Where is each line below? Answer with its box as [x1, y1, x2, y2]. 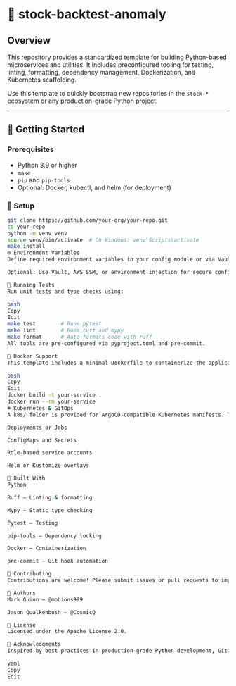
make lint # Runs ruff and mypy [7, 327, 124, 334]
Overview [7, 35, 51, 46]
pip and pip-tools [17, 175, 70, 184]
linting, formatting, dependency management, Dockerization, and [7, 68, 196, 76]
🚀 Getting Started [7, 123, 85, 136]
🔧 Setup [7, 201, 35, 211]
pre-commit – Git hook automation [7, 558, 109, 565]
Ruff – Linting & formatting [7, 494, 93, 501]
